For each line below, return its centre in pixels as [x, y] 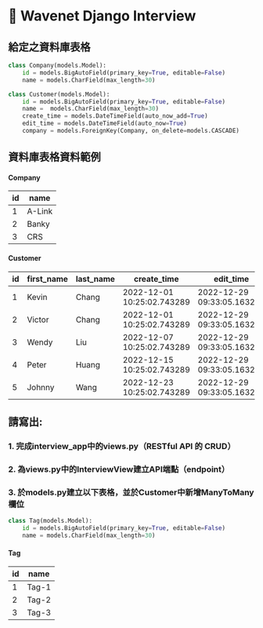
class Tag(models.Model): [50, 521]
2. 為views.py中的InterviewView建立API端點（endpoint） [119, 469]
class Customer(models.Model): [59, 94]
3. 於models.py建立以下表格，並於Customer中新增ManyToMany [131, 492]
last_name [95, 279]
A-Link [40, 211]
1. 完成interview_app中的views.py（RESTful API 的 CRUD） [122, 446]
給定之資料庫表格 [49, 47]
